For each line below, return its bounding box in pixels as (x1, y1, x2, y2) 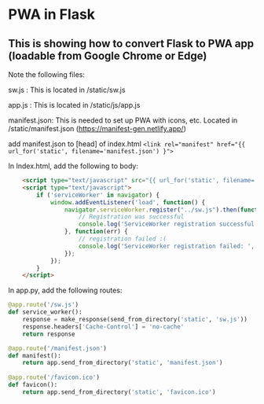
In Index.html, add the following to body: (8, 161, 139, 171)
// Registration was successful (78, 213, 185, 221)
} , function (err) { (64, 228, 128, 236)
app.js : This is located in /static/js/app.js (8, 101, 141, 109)
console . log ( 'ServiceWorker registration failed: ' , (78, 242, 255, 250)
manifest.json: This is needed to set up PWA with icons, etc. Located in (8, 116, 238, 125)
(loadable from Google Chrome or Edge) (8, 49, 207, 62)
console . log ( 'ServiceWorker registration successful (78, 220, 255, 229)
